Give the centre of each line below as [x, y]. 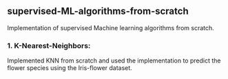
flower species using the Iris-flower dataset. [70, 68]
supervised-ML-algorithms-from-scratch [98, 11]
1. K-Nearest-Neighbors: [49, 45]
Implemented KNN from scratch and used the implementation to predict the [114, 60]
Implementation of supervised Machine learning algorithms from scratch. [111, 27]
